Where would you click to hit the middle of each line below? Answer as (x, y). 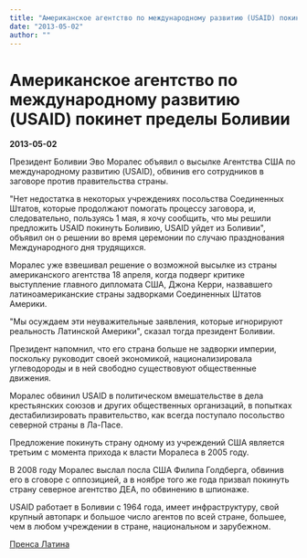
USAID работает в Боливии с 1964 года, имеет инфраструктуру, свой (144, 507)
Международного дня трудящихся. (78, 247)
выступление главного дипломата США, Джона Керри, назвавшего (141, 285)
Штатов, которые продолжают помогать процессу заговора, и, (132, 209)
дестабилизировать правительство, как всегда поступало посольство (147, 416)
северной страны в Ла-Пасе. (66, 425)
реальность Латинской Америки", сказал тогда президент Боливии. (143, 332)
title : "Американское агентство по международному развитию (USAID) (143, 18)
